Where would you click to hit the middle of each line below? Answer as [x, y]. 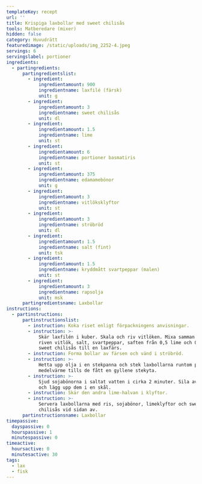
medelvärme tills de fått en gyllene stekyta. [98, 370]
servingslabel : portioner [38, 57]
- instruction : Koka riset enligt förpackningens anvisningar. [109, 325]
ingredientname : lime [66, 135]
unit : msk [50, 298]
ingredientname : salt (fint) [75, 247]
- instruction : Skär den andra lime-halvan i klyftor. [98, 393]
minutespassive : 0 [35, 438]
